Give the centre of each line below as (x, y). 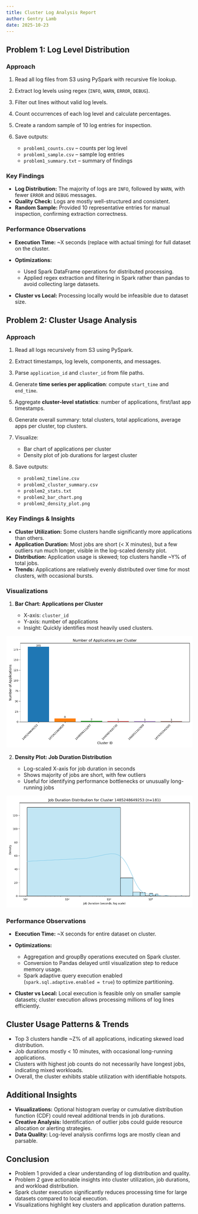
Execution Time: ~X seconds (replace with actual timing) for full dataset (103, 242)
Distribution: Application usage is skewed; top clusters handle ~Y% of (100, 556)
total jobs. (27, 563)
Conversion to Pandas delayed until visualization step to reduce (101, 963)
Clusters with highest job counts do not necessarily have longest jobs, (100, 1064)
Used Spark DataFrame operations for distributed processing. (99, 271)
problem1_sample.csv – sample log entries (74, 154)
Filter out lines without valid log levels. (61, 102)
